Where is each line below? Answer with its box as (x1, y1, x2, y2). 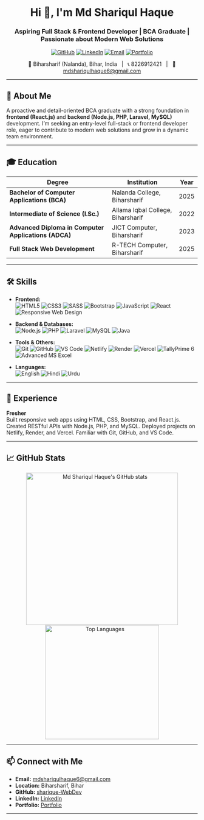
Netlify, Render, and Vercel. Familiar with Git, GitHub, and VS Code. (6, 429, 174, 436)
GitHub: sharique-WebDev (15, 788, 82, 796)
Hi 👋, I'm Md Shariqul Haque (30, 5, 174, 19)
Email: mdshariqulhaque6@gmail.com (15, 776, 111, 783)
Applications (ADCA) (9, 231, 72, 239)
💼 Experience (6, 393, 58, 404)
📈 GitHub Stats (6, 453, 66, 464)
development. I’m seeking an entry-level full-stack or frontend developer (6, 120, 188, 127)
